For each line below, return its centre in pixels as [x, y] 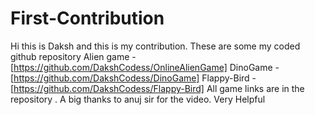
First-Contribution [87, 18]
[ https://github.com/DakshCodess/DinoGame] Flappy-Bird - [133, 78]
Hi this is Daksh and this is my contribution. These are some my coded [155, 46]
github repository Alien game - [73, 56]
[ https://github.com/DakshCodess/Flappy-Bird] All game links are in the [157, 88]
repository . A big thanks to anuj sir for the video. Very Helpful [138, 99]
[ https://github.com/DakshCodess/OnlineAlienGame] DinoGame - [145, 67]
